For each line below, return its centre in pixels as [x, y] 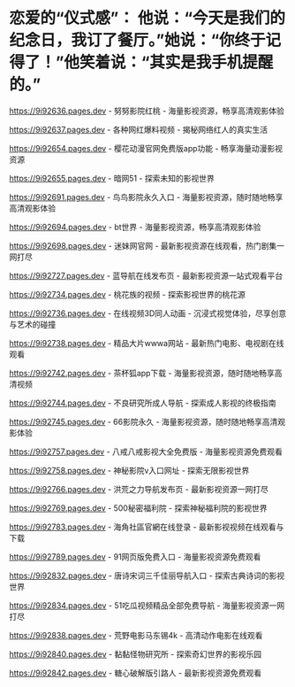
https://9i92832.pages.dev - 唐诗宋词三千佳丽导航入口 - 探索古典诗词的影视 [147, 575]
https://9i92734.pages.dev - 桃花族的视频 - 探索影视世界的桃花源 [127, 294]
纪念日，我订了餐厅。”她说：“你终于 [138, 40]
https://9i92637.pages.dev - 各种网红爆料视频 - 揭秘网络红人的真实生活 [139, 129]
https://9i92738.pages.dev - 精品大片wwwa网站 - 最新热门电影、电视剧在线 [147, 343]
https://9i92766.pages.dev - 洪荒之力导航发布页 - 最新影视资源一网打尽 [139, 489]
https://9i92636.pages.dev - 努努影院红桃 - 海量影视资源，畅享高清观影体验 [147, 111]
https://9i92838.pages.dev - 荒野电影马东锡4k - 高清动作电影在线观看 [136, 635]
